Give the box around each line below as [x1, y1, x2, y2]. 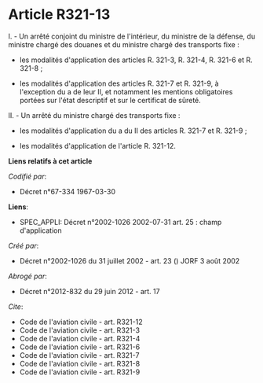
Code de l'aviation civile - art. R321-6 [19, 342, 141, 352]
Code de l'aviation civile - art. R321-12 [19, 317, 143, 326]
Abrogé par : [8, 271, 47, 281]
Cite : [8, 301, 24, 311]
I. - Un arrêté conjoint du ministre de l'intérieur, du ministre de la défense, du [8, 31, 256, 41]
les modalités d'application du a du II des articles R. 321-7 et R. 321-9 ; [19, 126, 247, 135]
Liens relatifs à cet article [8, 156, 93, 166]
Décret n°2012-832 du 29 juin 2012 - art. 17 [19, 286, 160, 296]
